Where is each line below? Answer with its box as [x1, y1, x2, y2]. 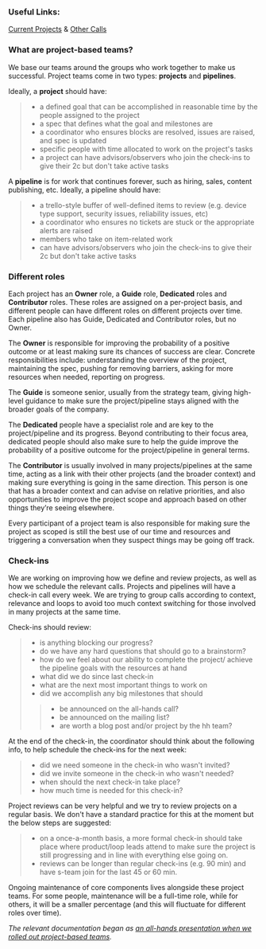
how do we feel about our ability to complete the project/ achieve [39, 655, 253, 665]
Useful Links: [8, 6, 60, 18]
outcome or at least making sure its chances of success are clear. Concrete [8, 346, 256, 356]
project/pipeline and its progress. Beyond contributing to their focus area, [8, 428, 249, 438]
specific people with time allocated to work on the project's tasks [39, 144, 253, 154]
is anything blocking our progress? [39, 638, 153, 647]
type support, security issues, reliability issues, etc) [39, 209, 209, 218]
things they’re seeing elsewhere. [8, 502, 115, 512]
